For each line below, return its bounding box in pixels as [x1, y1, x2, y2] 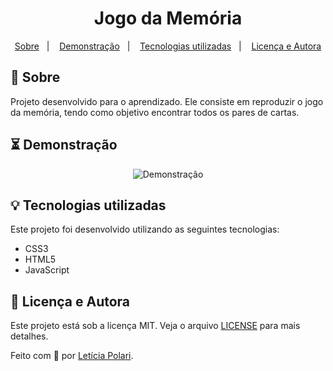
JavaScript [24, 264, 70, 276]
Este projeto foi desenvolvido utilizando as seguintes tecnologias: [10, 223, 280, 236]
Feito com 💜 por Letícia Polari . [10, 350, 134, 362]
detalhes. [10, 330, 49, 342]
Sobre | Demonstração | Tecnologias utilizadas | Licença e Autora [14, 40, 322, 52]
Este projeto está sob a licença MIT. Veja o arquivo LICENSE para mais [10, 320, 301, 332]
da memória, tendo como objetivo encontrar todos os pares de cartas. [10, 106, 300, 118]
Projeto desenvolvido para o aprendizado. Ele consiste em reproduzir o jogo [10, 95, 324, 107]
